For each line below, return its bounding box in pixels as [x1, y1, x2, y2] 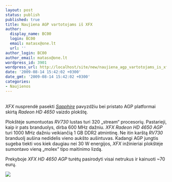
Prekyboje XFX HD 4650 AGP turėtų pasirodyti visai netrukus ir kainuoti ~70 [5, 156, 165, 162]
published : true [5, 17, 40, 22]
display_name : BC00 [10, 31, 52, 36]
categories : [5, 79, 31, 84]
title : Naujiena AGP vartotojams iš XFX [5, 22, 93, 27]
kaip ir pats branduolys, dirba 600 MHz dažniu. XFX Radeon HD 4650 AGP [5, 124, 163, 130]
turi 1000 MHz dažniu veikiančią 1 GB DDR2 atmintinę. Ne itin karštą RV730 [5, 129, 163, 136]
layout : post [5, 7, 33, 13]
